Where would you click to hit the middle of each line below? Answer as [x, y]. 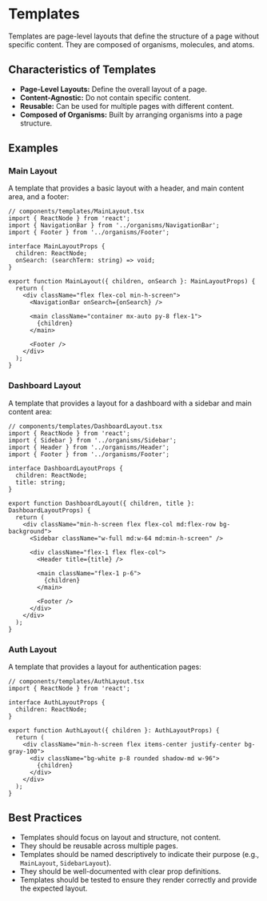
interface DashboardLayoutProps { [66, 468]
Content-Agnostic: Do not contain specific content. [105, 98]
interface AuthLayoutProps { [57, 703]
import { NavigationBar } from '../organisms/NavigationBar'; [114, 226]
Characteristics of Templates [82, 70]
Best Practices [45, 818]
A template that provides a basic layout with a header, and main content [126, 188]
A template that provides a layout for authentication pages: [105, 667]
